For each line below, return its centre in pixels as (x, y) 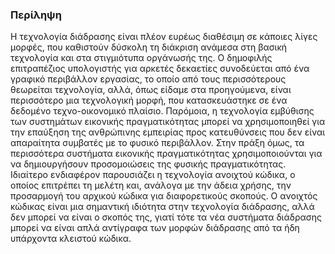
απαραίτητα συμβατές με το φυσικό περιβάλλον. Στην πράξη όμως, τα (157, 143)
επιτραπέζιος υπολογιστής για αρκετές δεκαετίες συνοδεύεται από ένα (160, 69)
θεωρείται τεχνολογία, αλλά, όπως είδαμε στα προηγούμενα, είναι (151, 90)
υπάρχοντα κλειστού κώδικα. (71, 239)
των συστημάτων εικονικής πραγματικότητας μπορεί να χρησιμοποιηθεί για (168, 122)
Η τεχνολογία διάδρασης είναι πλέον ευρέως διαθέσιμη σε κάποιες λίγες (164, 37)
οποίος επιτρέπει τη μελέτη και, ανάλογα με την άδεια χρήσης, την (151, 185)
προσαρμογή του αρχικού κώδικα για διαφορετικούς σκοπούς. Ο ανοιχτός (164, 196)
